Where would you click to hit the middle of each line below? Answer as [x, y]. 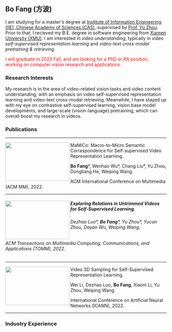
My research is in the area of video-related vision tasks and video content [83, 89]
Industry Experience [31, 323]
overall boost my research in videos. [44, 116]
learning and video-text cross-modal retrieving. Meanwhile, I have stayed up [86, 100]
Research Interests [29, 77]
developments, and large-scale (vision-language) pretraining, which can [81, 111]
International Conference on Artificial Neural [117, 300]
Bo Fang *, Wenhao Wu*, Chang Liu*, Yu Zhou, [118, 166]
